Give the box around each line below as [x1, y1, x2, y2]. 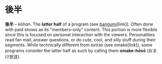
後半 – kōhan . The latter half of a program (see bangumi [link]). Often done [5, 21, 153, 27]
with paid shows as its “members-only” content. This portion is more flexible [5, 26, 158, 32]
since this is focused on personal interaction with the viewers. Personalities [5, 32, 155, 38]
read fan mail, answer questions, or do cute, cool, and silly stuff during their [5, 37, 156, 42]
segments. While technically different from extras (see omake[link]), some [5, 42, 152, 48]
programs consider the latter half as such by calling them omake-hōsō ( [5, 48, 149, 53]
